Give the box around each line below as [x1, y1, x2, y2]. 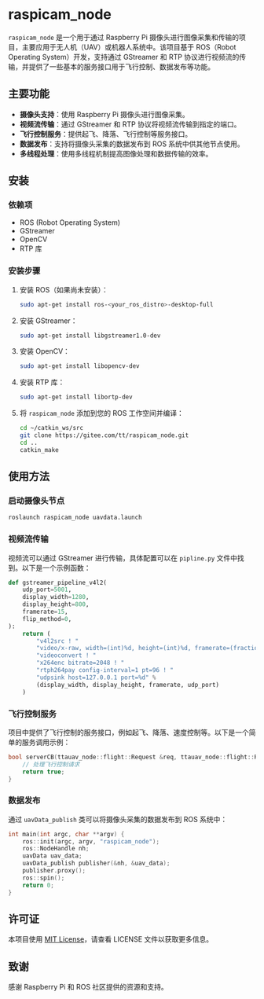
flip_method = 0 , [22, 615, 72, 623]
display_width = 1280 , [22, 593, 90, 601]
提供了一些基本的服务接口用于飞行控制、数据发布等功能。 [28, 61, 214, 72]
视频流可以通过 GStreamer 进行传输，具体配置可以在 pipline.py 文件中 [8, 553, 238, 563]
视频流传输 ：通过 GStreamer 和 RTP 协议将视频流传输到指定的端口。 [19, 119, 241, 129]
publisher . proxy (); [22, 867, 86, 875]
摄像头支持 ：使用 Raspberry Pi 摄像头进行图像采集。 [19, 109, 190, 119]
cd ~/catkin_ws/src [19, 424, 84, 432]
